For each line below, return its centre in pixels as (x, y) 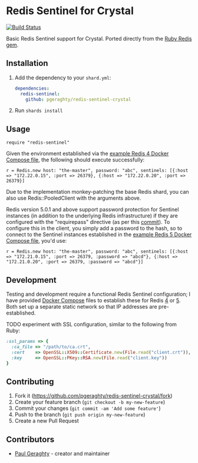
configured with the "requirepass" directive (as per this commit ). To (88, 222)
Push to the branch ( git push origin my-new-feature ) (80, 415)
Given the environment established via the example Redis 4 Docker (88, 154)
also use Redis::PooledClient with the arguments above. (74, 198)
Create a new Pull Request (47, 421)
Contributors (30, 439)
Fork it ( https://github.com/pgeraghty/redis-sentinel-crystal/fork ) (93, 396)
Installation (27, 63)
